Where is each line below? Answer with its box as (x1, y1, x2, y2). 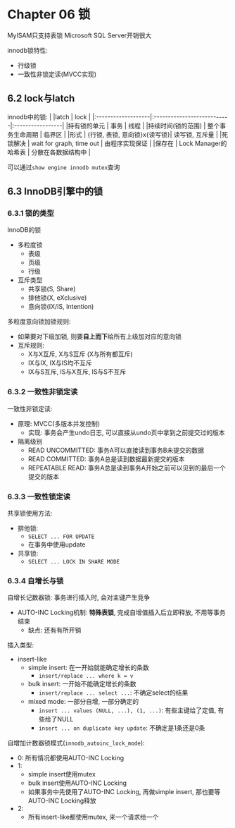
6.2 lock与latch (7, 92, 75, 104)
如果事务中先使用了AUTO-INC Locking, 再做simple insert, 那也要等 (27, 788, 221, 796)
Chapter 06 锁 (7, 6, 91, 23)
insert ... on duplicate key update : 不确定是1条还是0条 (38, 724, 205, 732)
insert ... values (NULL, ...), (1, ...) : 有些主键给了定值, (38, 706, 217, 714)
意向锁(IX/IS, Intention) (27, 303, 94, 311)
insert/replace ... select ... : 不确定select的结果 (38, 688, 189, 697)
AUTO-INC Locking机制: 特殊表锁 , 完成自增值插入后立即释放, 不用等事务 (17, 608, 227, 617)
